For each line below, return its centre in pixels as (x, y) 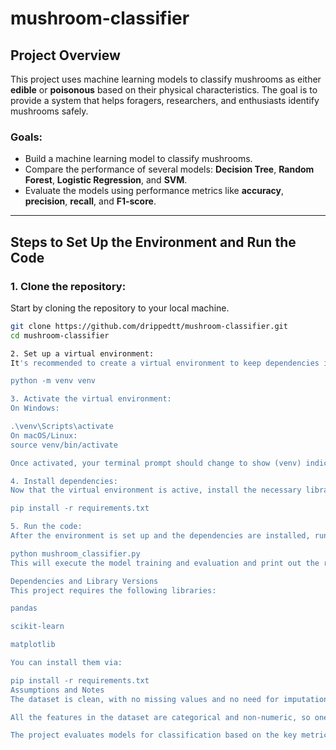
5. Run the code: (46, 527)
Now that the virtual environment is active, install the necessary (156, 490)
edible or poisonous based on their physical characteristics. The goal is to (164, 90)
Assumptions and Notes (57, 690)
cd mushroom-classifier (60, 335)
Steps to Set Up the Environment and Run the (153, 242)
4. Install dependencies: (64, 481)
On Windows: (35, 408)
